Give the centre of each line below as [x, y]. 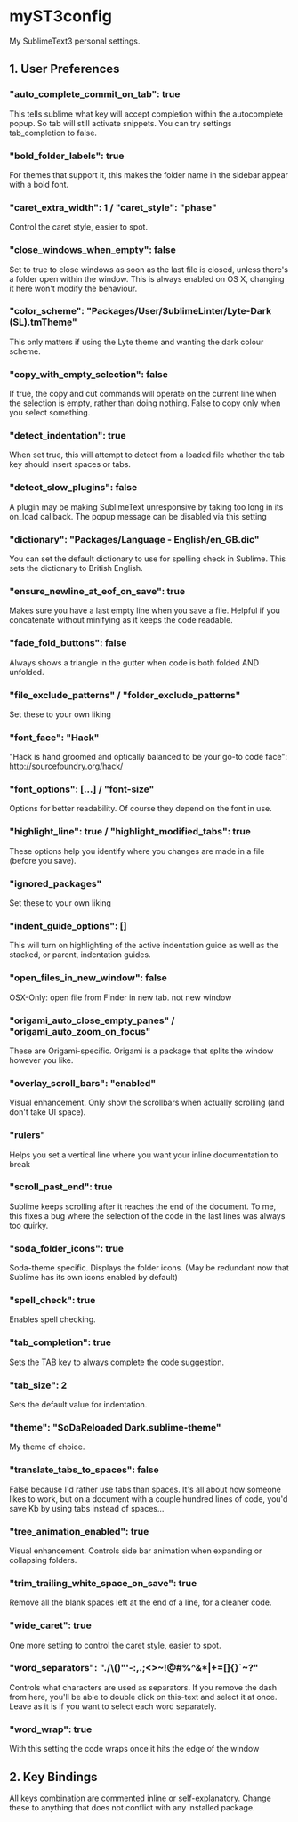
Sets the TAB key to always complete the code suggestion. [117, 1362]
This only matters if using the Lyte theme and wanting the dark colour [137, 342]
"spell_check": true [52, 1301]
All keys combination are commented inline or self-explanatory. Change [140, 1798]
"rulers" [28, 1135]
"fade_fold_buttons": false [68, 643]
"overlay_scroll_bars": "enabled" [83, 1083]
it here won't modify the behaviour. [73, 288]
